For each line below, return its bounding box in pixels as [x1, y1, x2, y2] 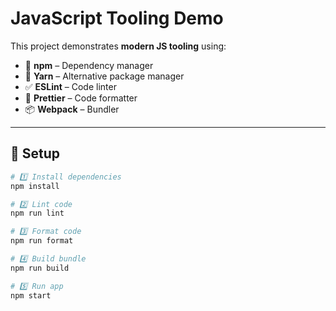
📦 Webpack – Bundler [24, 103, 120, 115]
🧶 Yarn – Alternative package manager [24, 70, 185, 82]
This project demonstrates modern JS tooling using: [10, 40, 227, 52]
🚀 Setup [10, 145, 61, 162]
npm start [10, 290, 52, 301]
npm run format [10, 236, 74, 246]
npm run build [10, 263, 70, 273]
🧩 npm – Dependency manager [24, 59, 154, 71]
